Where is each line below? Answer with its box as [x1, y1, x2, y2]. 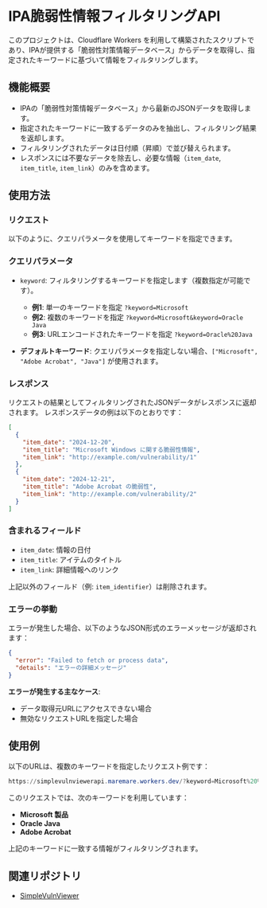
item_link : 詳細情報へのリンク [19, 565, 119, 574]
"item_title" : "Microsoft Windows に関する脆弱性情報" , [22, 445, 201, 454]
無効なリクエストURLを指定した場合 [19, 714, 139, 723]
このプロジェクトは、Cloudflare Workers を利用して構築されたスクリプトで [8, 35, 255, 45]
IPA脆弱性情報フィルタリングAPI [8, 7, 221, 25]
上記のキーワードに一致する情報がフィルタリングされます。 [8, 843, 203, 853]
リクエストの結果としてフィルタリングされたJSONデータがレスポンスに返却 [8, 397, 257, 407]
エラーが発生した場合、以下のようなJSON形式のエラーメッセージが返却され [8, 623, 257, 633]
